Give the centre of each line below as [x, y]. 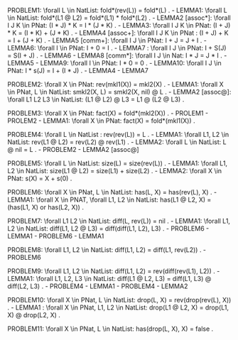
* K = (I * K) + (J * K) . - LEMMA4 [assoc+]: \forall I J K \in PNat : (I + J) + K [118, 33]
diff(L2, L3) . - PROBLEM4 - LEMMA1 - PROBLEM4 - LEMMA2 [98, 286]
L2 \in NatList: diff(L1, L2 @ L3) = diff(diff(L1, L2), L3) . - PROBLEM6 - [108, 229]
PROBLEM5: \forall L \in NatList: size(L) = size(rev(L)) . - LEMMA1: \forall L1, [118, 163]
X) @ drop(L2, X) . [34, 315]
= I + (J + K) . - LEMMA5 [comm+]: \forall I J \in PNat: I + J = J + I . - [107, 40]
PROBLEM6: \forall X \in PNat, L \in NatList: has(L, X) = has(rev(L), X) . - [112, 192]
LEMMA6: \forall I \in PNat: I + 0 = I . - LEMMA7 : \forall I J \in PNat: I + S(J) [117, 48]
